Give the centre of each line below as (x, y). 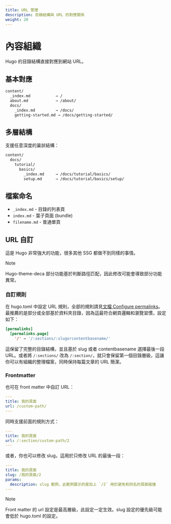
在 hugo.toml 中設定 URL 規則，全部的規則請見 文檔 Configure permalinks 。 (84, 306)
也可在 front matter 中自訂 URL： (40, 387)
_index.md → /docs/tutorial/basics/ (67, 174)
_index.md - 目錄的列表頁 (39, 209)
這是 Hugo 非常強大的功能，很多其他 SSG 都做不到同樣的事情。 (72, 253)
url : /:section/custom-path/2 (38, 440)
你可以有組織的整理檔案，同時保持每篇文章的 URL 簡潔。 (65, 362)
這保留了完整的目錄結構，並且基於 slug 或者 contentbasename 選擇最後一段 (85, 349)
